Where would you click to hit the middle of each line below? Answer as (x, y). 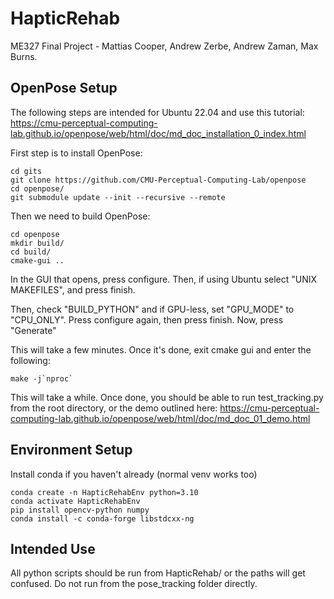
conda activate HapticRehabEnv (75, 501)
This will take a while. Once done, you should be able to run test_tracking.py (167, 397)
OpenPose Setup (64, 88)
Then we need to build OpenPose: (80, 216)
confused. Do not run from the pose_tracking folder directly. (134, 584)
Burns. (24, 56)
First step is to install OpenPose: (76, 153)
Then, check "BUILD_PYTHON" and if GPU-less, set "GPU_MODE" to (152, 309)
